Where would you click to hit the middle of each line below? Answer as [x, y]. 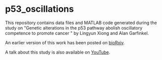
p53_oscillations [39, 9]
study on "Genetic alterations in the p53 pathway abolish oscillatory [74, 28]
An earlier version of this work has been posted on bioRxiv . [65, 42]
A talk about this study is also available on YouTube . [58, 52]
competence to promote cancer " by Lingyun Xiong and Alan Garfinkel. [77, 33]
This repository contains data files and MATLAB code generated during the [81, 23]
